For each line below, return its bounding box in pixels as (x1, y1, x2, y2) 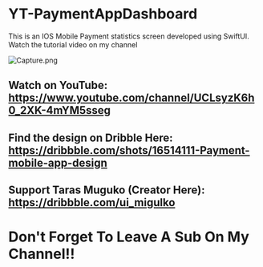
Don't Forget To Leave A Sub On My (8, 228, 250, 246)
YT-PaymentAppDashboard (8, 5, 198, 23)
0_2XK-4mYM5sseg (8, 103, 111, 117)
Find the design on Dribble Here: (8, 131, 173, 144)
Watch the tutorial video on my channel (8, 39, 138, 49)
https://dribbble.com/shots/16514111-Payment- (8, 144, 250, 157)
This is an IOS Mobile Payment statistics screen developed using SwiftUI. (8, 31, 250, 41)
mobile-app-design (8, 156, 108, 169)
